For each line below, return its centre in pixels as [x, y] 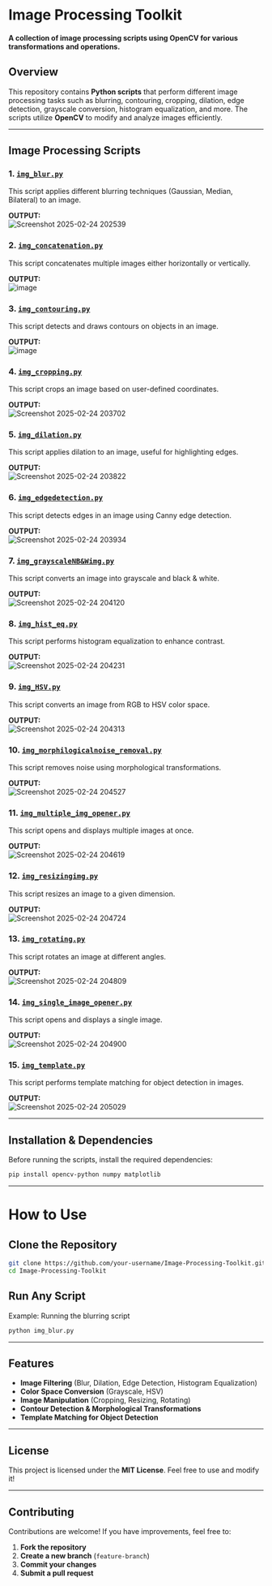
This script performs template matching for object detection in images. [126, 1083]
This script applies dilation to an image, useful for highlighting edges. [123, 452]
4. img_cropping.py [45, 371]
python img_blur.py [41, 1330]
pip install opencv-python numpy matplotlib [85, 1174]
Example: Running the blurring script [69, 1316]
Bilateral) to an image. [45, 200]
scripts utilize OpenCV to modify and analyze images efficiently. [115, 117]
